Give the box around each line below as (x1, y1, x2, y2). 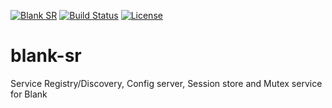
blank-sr (10, 45, 82, 67)
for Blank (10, 88, 48, 100)
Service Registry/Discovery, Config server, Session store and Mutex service (10, 77, 323, 89)
